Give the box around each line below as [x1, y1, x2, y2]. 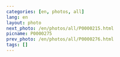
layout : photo [6, 20, 42, 26]
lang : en [6, 14, 28, 20]
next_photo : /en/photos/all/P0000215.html [6, 25, 114, 31]
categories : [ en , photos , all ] [6, 8, 85, 15]
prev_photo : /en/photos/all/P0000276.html [6, 36, 114, 42]
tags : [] [6, 42, 28, 48]
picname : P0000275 [6, 31, 52, 37]
